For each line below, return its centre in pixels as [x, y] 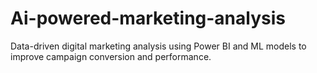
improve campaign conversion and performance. [111, 56]
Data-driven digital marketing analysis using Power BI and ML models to [158, 46]
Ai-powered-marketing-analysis [148, 18]
